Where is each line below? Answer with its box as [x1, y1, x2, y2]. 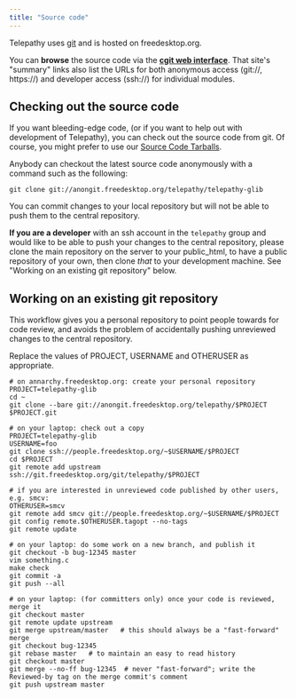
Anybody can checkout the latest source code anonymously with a [9, 159, 253, 170]
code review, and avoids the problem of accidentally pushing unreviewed [9, 324, 277, 335]
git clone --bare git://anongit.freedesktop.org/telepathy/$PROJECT [9, 401, 268, 409]
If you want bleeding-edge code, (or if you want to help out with [9, 123, 243, 133]
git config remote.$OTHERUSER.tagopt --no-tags [9, 517, 189, 527]
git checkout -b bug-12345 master [9, 548, 137, 558]
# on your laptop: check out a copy [9, 424, 144, 433]
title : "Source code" [9, 12, 90, 22]
